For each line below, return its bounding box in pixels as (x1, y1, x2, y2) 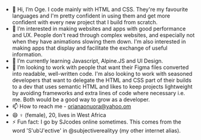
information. (12, 51, 43, 58)
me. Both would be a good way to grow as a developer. (12, 96, 150, 103)
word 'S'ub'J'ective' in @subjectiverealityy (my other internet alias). (12, 127, 181, 134)
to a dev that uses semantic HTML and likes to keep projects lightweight (12, 83, 193, 90)
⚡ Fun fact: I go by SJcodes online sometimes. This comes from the (12, 118, 182, 125)
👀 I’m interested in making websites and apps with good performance (12, 25, 186, 32)
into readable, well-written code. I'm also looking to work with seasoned (12, 70, 192, 77)
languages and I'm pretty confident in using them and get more (12, 12, 171, 19)
